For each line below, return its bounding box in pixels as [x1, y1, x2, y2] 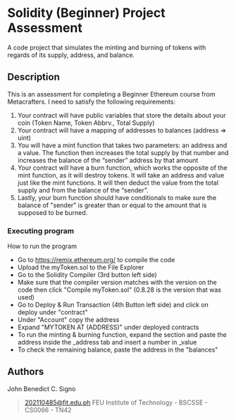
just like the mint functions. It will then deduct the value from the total [17, 178, 219, 187]
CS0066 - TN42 [24, 405, 72, 414]
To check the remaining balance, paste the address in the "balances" [17, 345, 218, 354]
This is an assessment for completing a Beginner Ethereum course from [7, 89, 216, 98]
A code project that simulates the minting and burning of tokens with [7, 43, 206, 51]
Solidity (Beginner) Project [7, 5, 166, 21]
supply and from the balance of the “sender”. [17, 185, 149, 194]
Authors [7, 366, 44, 378]
